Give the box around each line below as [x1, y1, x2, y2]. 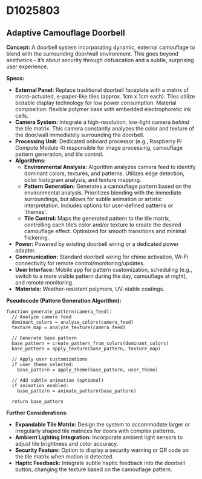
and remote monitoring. [15, 279, 74, 286]
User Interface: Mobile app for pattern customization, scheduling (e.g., [15, 266, 192, 273]
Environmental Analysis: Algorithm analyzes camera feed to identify [24, 164, 196, 170]
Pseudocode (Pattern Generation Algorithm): [6, 297, 122, 304]
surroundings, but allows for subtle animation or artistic [24, 196, 162, 202]
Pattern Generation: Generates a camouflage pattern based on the [24, 182, 192, 190]
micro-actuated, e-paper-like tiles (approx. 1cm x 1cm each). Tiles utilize [15, 93, 195, 100]
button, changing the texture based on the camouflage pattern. [15, 466, 172, 473]
